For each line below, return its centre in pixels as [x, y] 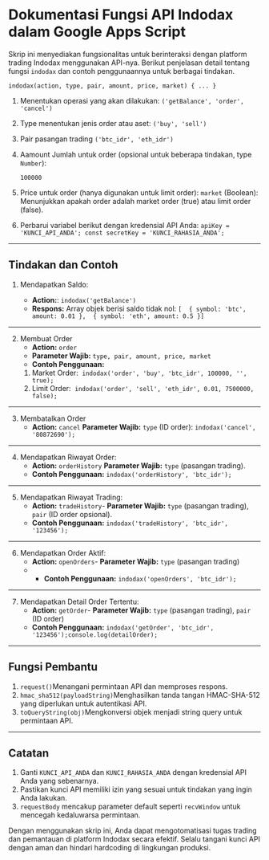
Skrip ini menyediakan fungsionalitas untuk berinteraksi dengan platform [128, 54]
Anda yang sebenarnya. [59, 781]
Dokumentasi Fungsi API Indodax [121, 15]
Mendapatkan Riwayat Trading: [71, 497]
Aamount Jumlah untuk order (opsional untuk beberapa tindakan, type [136, 154]
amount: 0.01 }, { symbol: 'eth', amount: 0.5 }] [118, 316]
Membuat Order [46, 338]
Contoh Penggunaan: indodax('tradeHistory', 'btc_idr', [130, 523]
